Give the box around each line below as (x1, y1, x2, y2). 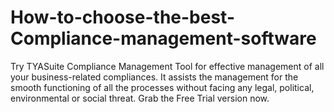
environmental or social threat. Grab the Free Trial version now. (10, 92, 270, 104)
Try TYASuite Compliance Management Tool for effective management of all (10, 60, 325, 72)
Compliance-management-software (10, 27, 317, 50)
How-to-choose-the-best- (10, 6, 235, 29)
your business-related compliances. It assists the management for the (10, 71, 299, 83)
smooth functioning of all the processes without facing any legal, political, (10, 81, 315, 93)
